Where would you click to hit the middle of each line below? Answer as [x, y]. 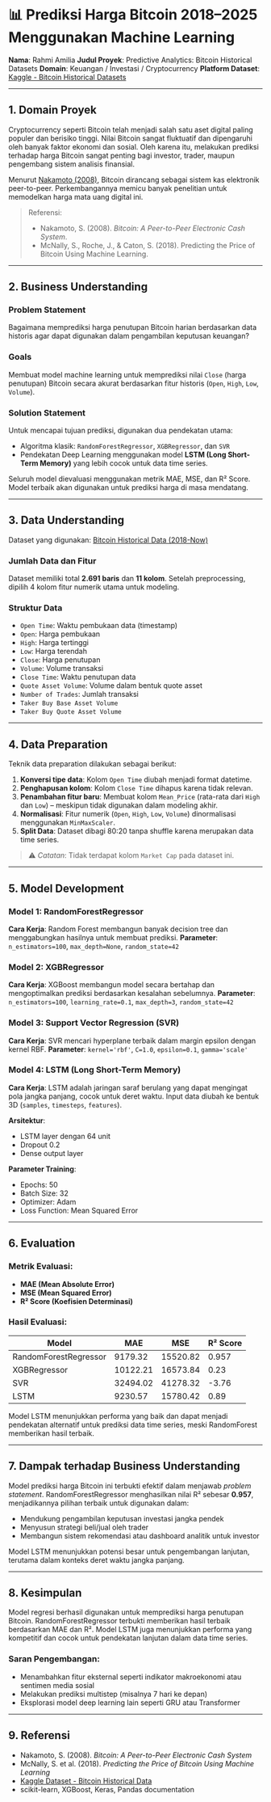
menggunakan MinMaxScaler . [67, 823]
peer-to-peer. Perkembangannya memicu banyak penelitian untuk [118, 188]
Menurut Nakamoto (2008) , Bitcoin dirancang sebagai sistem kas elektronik [134, 179]
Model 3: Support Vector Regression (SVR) [94, 1023]
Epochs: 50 [39, 1184]
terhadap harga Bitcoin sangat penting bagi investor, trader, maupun [122, 155]
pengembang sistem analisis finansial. [72, 164]
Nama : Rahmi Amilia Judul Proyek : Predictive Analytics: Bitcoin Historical [130, 60]
